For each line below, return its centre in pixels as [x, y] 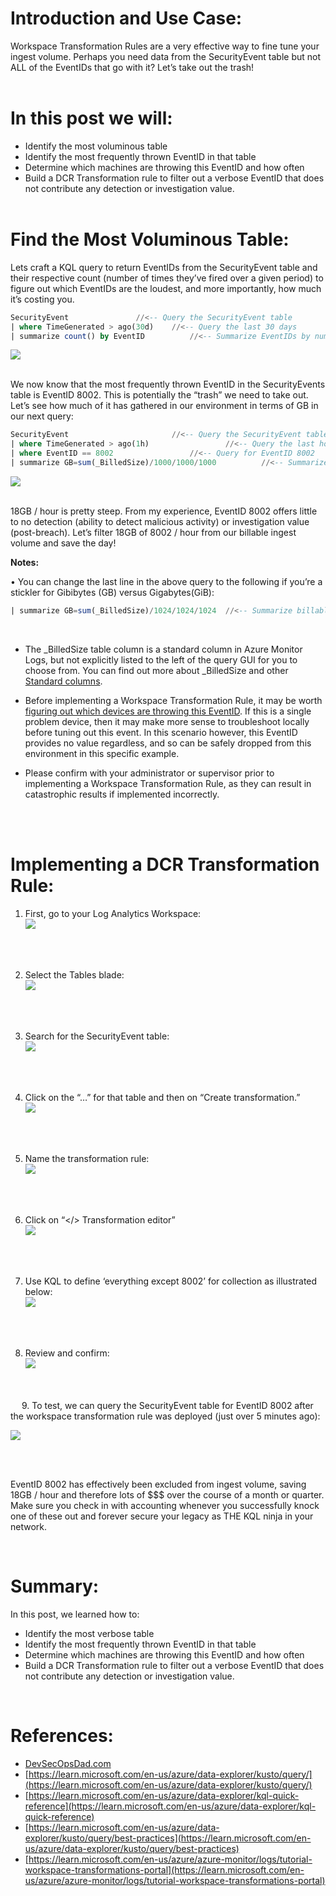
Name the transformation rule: [87, 1158]
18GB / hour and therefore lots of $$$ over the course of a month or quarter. [167, 1494]
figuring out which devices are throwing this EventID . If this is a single [168, 711]
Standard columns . [63, 681]
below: [38, 1291]
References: [62, 1735]
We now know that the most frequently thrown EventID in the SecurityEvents [168, 384]
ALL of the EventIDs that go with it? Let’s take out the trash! [132, 67]
